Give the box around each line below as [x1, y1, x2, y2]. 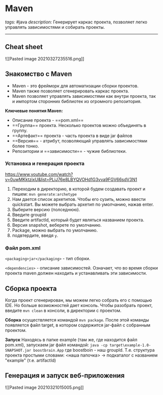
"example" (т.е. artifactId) [5, 357, 56, 363]
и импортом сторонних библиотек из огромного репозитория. [12, 98, 142, 104]
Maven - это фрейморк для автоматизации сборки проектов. [12, 83, 139, 89]
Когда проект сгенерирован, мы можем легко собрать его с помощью [5, 297, 152, 303]
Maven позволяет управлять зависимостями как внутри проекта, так [12, 93, 156, 99]
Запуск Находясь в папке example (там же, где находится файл [5, 337, 137, 342]
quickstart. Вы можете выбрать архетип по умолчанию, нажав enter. [12, 201, 154, 207]
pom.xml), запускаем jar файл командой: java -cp [5, 341, 108, 348]
